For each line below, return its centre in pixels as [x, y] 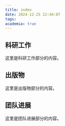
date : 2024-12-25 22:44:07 [33, 14]
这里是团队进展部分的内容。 [33, 118]
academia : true [21, 24]
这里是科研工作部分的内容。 [33, 58]
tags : [11, 19]
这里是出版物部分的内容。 [31, 88]
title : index [18, 10]
